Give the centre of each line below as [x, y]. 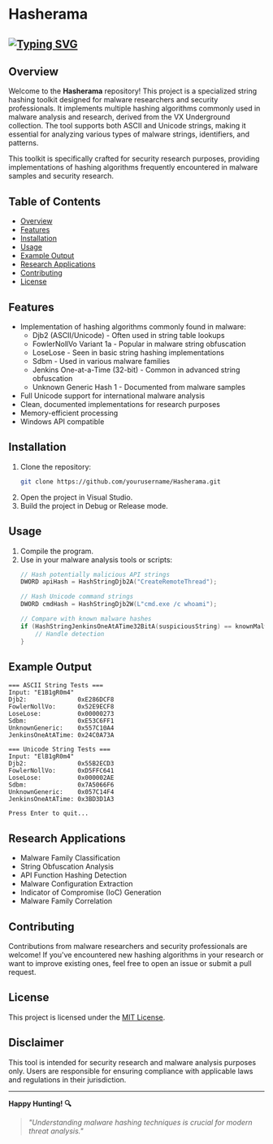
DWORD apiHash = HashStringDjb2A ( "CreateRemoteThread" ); [119, 582]
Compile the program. [57, 551]
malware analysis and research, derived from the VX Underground [119, 117]
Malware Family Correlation [66, 901]
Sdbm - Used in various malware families [101, 362]
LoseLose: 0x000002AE [61, 778]
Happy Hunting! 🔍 [40, 1103]
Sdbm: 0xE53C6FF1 [61, 721]
